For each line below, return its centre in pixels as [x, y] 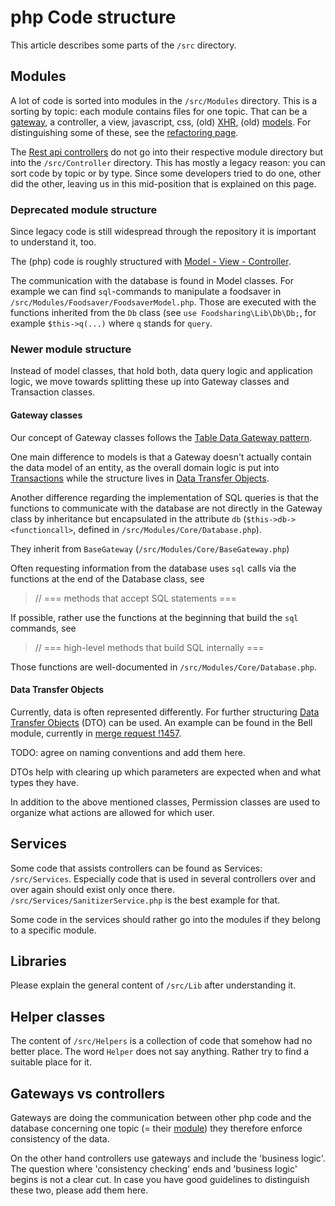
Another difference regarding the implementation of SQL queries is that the [164, 497]
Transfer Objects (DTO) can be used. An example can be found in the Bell [161, 722]
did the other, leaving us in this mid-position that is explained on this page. [163, 183]
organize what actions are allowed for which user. [112, 812]
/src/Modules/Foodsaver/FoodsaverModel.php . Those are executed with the [163, 302]
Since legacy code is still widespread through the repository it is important [163, 232]
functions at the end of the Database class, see [107, 578]
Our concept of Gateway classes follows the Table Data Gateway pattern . [161, 437]
